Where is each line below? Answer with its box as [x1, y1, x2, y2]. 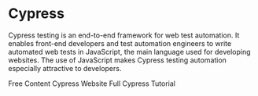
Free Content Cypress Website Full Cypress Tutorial [8, 79, 175, 88]
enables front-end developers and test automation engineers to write [8, 38, 232, 48]
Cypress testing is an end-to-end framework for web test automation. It [8, 30, 240, 40]
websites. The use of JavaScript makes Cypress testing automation [8, 55, 227, 65]
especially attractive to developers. [8, 63, 122, 73]
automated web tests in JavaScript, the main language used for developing [8, 47, 251, 56]
